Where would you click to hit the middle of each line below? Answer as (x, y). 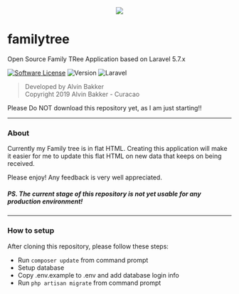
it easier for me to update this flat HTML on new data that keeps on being (115, 156)
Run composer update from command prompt (83, 260)
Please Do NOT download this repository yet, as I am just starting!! (105, 107)
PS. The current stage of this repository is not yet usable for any (104, 194)
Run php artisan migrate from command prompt (89, 283)
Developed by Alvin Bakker (64, 86)
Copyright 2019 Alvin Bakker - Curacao (82, 94)
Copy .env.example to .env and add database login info (98, 275)
